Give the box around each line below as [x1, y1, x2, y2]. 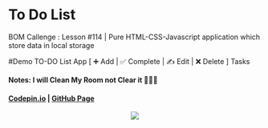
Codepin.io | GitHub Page [8, 94, 95, 103]
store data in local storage [8, 40, 95, 50]
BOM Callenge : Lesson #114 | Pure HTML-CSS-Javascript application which [8, 32, 261, 42]
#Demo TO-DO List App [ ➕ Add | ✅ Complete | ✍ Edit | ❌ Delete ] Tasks [8, 56, 250, 66]
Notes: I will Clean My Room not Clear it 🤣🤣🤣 [8, 74, 158, 85]
